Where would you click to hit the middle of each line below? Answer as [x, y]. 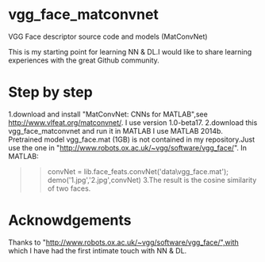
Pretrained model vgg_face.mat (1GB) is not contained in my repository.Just [132, 139]
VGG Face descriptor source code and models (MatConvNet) [108, 36]
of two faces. [69, 188]
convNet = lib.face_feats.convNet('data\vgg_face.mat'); [138, 171]
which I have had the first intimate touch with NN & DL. [98, 250]
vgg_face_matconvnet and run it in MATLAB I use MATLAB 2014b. [116, 131]
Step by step [50, 92]
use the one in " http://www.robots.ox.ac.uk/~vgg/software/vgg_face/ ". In [128, 147]
